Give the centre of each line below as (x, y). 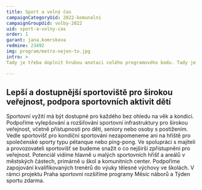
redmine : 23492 (25, 46)
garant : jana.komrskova (36, 40)
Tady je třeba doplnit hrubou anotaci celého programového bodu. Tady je (101, 62)
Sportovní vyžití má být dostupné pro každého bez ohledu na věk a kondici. (100, 116)
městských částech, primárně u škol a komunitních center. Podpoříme (93, 162)
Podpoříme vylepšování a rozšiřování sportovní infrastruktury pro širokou (97, 123)
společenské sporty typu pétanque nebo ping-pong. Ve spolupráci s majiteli (101, 142)
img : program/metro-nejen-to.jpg (48, 51)
